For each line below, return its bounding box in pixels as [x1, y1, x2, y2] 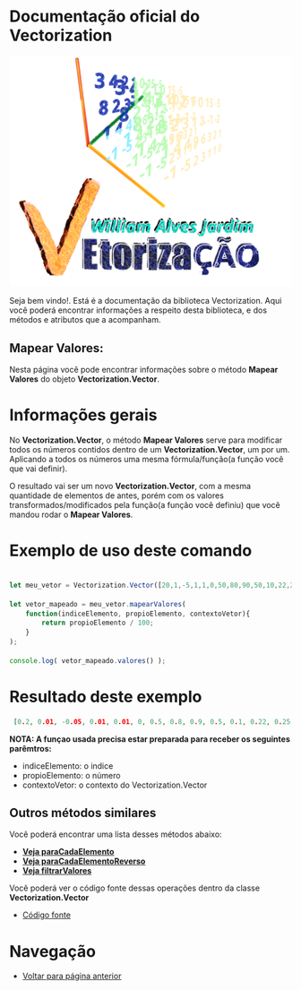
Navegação [9, 941, 97, 961]
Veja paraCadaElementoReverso [21, 856, 146, 866]
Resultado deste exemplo [9, 687, 202, 707]
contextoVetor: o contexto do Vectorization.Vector [21, 779, 208, 790]
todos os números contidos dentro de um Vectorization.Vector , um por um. [9, 444, 290, 455]
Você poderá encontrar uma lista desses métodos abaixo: [9, 829, 222, 839]
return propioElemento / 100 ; [41, 618, 154, 628]
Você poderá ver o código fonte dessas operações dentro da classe [9, 882, 261, 893]
